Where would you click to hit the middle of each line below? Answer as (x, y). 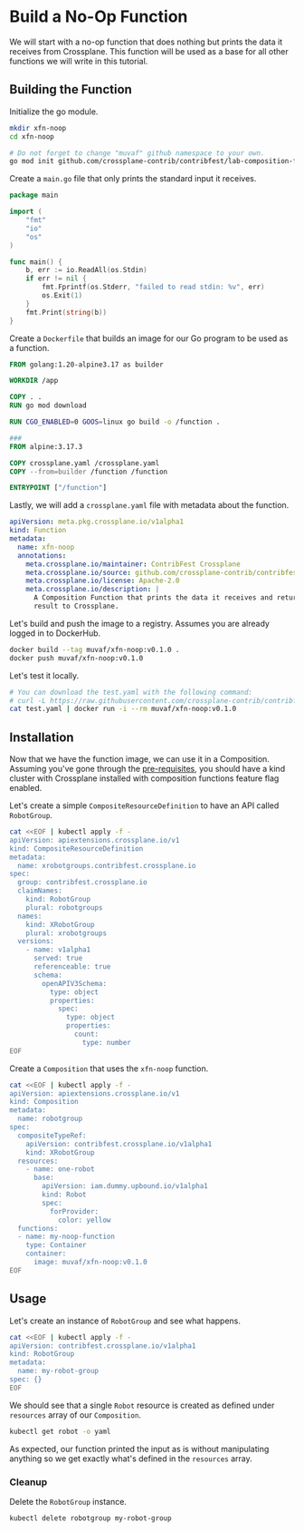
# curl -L (28, 700)
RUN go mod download (48, 405)
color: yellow (84, 1220)
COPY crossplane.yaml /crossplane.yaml (85, 463)
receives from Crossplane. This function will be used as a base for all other (149, 51)
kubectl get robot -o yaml (60, 1431)
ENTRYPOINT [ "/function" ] (58, 488)
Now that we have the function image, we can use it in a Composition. (139, 759)
